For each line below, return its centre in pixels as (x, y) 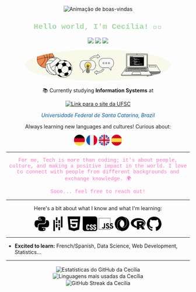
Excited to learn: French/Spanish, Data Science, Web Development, (96, 246)
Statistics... (28, 252)
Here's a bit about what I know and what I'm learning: (98, 208)
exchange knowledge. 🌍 (98, 179)
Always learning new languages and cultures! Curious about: (98, 126)
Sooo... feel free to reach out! (98, 192)
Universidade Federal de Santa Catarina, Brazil (98, 115)
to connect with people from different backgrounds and (98, 172)
